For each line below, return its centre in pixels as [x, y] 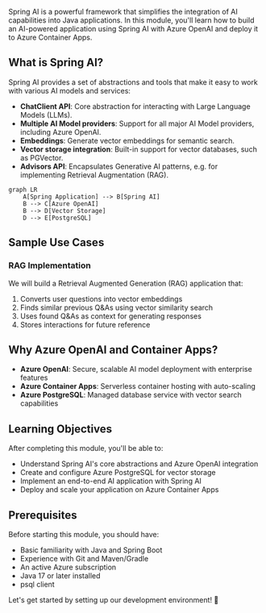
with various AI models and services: [70, 90]
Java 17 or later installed [60, 575]
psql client [37, 584]
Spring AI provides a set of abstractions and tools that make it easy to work [133, 82]
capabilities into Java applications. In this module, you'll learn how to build [132, 20]
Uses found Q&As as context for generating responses [110, 316]
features [34, 377]
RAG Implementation [50, 265]
